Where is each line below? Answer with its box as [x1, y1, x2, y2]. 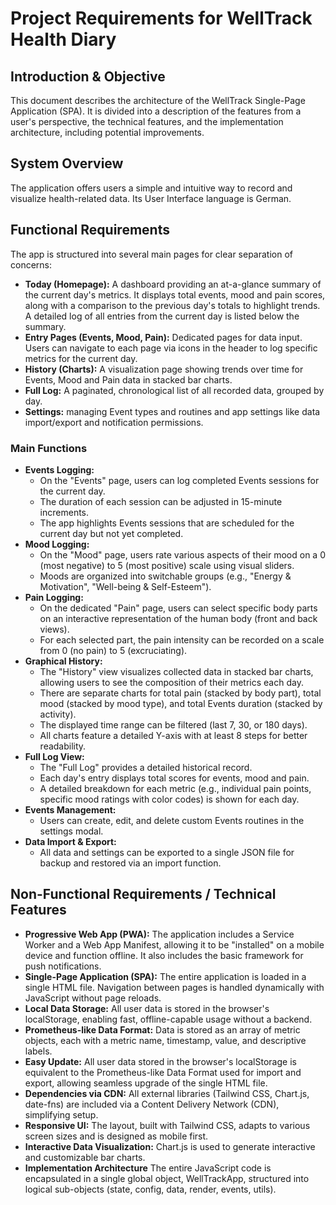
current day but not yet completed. [39, 527, 184, 539]
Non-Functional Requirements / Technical [10, 886, 277, 903]
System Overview [10, 155, 124, 172]
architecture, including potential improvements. [10, 127, 205, 138]
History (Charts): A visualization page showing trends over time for [24, 363, 304, 375]
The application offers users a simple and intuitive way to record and [10, 182, 293, 194]
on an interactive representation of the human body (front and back [39, 612, 318, 624]
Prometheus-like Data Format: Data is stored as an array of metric [24, 1023, 301, 1036]
